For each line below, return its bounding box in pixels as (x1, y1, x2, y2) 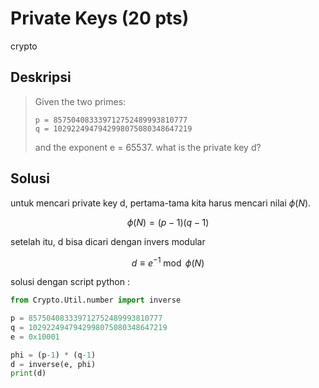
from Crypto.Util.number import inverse (10, 295, 182, 306)
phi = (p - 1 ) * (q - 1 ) (10, 350, 97, 360)
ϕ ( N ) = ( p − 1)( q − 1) (126, 216, 210, 228)
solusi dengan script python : (10, 276, 130, 288)
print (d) (10, 368, 47, 379)
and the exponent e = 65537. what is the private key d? (34, 141, 262, 153)
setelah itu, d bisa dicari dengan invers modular (10, 235, 206, 247)
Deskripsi (10, 69, 72, 86)
